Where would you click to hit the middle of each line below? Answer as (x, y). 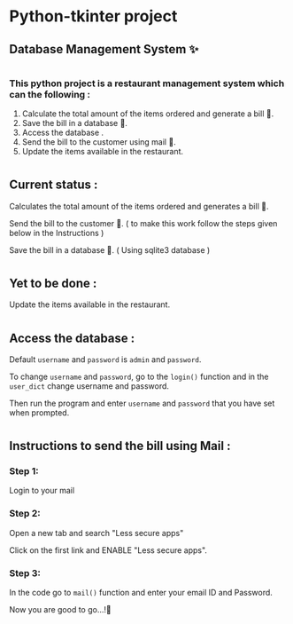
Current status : (54, 185)
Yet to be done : (53, 283)
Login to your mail (42, 491)
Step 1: (24, 471)
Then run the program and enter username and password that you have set (142, 403)
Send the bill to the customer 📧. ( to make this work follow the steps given (143, 223)
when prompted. (39, 412)
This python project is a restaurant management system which (147, 83)
